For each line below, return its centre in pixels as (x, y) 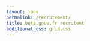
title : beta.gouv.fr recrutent (45, 23)
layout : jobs (22, 12)
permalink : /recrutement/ (38, 17)
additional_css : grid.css (38, 29)
